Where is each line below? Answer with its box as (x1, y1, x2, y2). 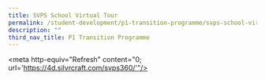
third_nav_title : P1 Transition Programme (8, 33, 150, 42)
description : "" (8, 26, 62, 34)
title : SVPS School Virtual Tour (8, 11, 118, 20)
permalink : (8, 19, 44, 27)
